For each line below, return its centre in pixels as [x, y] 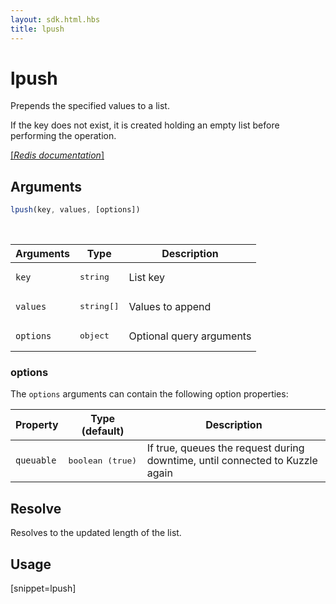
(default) [103, 431]
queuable [36, 460]
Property [37, 425]
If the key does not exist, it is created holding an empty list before [145, 125]
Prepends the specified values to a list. [90, 106]
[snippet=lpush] [43, 588]
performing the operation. [63, 136]
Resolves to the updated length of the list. [96, 533]
